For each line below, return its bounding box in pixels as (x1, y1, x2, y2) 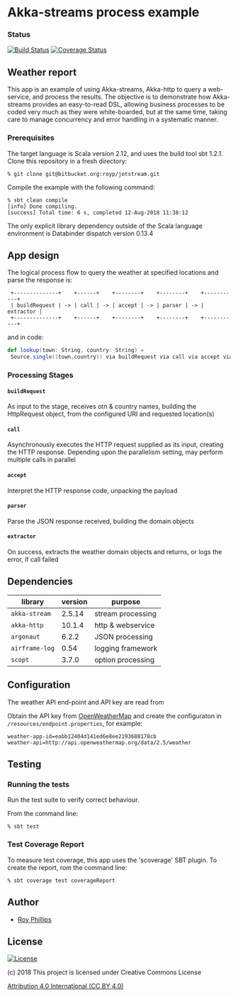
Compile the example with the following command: (7, 182, 155, 192)
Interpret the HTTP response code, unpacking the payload (7, 486, 178, 495)
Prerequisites (7, 133, 55, 143)
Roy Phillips (17, 915, 52, 923)
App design (7, 249, 59, 261)
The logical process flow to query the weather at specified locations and (7, 268, 219, 277)
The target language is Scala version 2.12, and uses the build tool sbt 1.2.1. (7, 149, 223, 158)
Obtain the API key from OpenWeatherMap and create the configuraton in (7, 711, 222, 720)
